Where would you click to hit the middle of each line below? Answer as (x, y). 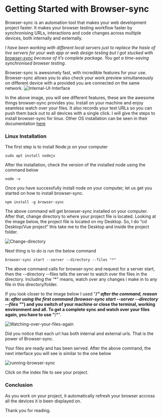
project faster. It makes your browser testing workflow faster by (69, 27)
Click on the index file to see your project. (47, 373)
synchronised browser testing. (36, 63)
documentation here (25, 124)
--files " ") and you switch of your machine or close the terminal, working (80, 304)
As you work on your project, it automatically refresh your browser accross (80, 396)
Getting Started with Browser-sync (77, 9)
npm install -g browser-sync (35, 202)
